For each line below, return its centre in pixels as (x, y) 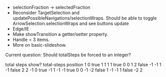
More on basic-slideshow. (39, 45)
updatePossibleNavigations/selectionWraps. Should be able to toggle (85, 18)
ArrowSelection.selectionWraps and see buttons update (71, 23)
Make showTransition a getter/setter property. (60, 34)
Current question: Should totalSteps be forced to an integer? (68, 55)
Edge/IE (21, 29)
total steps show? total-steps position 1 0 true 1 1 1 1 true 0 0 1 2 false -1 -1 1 (83, 65)
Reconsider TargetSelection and (46, 13)
